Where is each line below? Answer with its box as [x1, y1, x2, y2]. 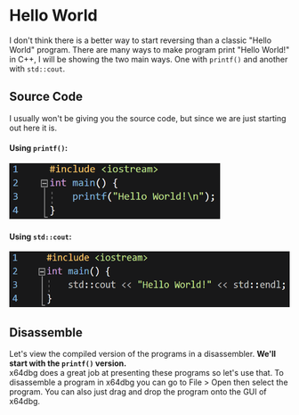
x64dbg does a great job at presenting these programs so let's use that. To [9, 367, 285, 378]
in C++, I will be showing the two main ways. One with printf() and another [9, 54, 288, 64]
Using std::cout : [9, 231, 72, 242]
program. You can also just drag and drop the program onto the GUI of [9, 386, 267, 397]
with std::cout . [9, 63, 66, 74]
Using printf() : [9, 143, 69, 154]
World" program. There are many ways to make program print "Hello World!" [9, 44, 290, 54]
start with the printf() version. [9, 358, 127, 369]
